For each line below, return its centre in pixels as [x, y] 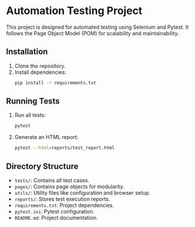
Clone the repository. [40, 66]
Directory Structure [42, 166]
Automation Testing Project [74, 11]
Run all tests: [30, 115]
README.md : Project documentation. [56, 218]
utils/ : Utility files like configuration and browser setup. [82, 193]
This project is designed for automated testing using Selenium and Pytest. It [97, 27]
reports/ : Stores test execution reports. [62, 199]
